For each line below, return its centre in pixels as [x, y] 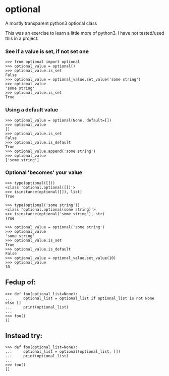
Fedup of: [21, 283]
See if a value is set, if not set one [47, 51]
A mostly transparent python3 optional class [51, 23]
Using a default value [32, 110]
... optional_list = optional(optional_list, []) [63, 352]
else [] [13, 303]
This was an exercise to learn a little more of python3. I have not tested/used [85, 33]
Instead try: [24, 336]
